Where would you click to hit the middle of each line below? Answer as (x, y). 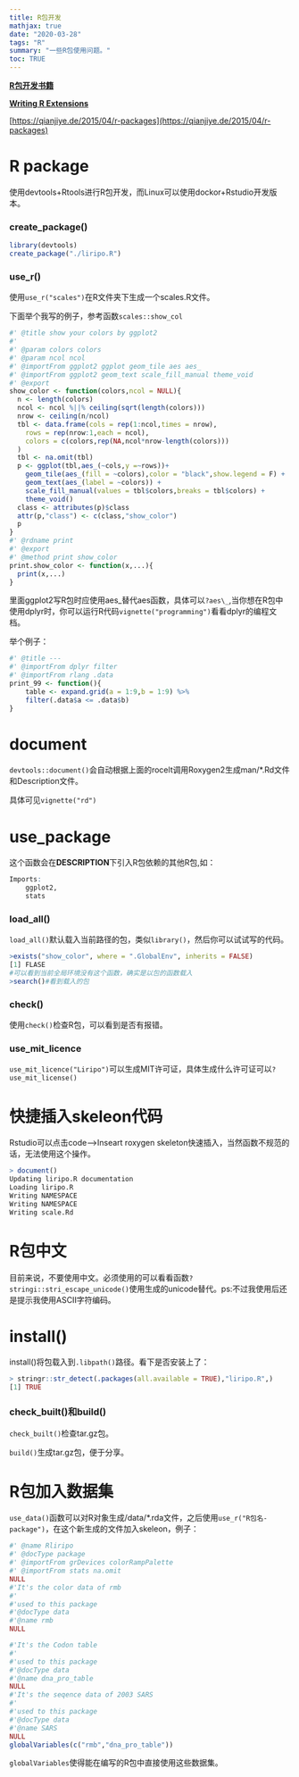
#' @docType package (48, 1555)
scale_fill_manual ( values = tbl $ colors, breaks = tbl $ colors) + (145, 491)
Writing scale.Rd (42, 1212)
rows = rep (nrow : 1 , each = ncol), (87, 433)
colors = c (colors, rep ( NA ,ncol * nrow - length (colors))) (127, 441)
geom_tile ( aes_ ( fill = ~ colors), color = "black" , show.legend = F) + (155, 474)
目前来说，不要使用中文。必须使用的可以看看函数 (99, 1277)
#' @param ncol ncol (48, 358)
